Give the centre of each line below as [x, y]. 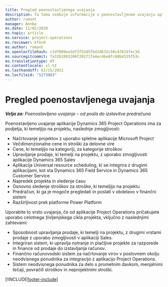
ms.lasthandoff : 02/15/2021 [34, 71]
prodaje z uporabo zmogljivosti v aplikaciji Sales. [62, 237]
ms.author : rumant [24, 47]
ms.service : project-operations [39, 38]
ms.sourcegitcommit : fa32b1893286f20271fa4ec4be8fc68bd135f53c [72, 56]
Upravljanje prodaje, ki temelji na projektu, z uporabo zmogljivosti [80, 154]
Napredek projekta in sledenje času [49, 181]
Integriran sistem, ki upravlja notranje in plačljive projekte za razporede [85, 243]
